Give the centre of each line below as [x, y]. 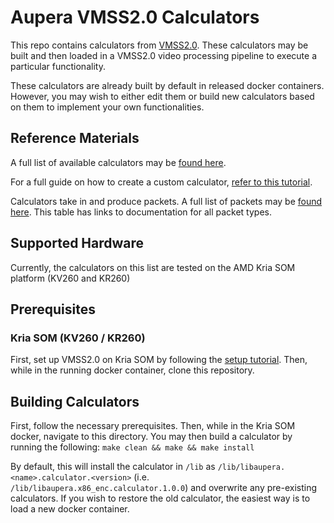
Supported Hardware [77, 243]
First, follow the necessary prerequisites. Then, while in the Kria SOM [153, 426]
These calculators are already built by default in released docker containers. [167, 85]
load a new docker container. [70, 509]
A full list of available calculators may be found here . [118, 162]
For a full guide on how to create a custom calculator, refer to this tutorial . [161, 182]
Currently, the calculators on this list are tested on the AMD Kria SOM [153, 267]
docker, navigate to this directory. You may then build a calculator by [151, 437]
